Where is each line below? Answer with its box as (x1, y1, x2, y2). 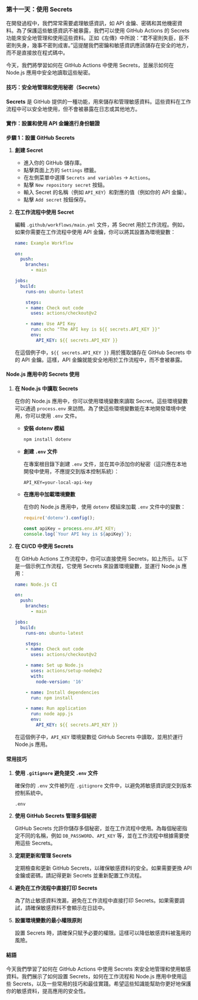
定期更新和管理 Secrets (14, 852, 72, 859)
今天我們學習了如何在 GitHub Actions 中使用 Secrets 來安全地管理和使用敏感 (6, 965, 192, 973)
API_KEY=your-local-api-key (23, 479, 93, 486)
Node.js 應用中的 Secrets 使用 (6, 371, 80, 378)
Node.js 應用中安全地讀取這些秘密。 (6, 69, 94, 76)
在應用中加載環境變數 (23, 490, 75, 497)
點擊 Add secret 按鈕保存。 (23, 196, 90, 203)
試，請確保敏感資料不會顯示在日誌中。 (14, 905, 108, 912)
